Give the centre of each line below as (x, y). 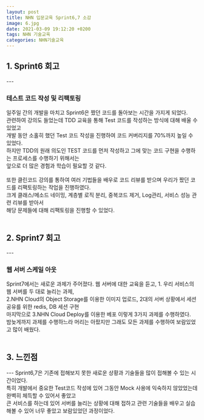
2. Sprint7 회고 (33, 238)
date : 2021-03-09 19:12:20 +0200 (49, 29)
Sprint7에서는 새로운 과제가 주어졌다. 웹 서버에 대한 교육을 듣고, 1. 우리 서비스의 (100, 284)
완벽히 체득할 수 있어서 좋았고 (41, 396)
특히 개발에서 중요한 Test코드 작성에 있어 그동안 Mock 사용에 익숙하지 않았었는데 (102, 388)
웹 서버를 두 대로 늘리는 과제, (40, 292)
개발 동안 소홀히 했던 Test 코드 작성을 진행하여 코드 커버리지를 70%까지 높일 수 (100, 136)
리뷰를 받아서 (28, 203)
